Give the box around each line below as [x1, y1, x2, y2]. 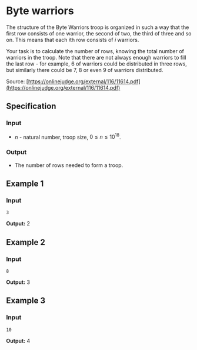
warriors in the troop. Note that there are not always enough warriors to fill [6, 54, 186, 61]
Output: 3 [6, 279, 31, 286]
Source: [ [6, 78, 28, 85]
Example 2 [6, 237, 45, 247]
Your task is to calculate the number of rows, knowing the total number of [6, 47, 184, 54]
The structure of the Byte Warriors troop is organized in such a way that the [6, 24, 189, 31]
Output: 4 [6, 337, 31, 344]
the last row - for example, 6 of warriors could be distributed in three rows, [6, 60, 187, 67]
